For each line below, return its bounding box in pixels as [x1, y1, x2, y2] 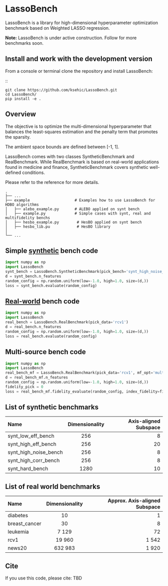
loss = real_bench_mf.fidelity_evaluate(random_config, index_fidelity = [5, 389, 160, 394]
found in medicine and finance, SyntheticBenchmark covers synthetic [5, 164, 148, 170]
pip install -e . [5, 96, 41, 101]
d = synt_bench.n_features [5, 274, 61, 279]
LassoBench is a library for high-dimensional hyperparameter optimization [5, 20, 158, 26]
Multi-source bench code [5, 348, 86, 356]
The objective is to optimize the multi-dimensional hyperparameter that [5, 123, 151, 129]
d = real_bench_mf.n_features [5, 375, 68, 380]
